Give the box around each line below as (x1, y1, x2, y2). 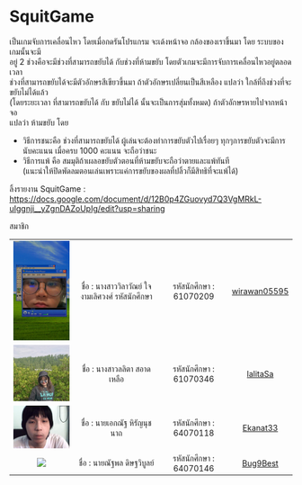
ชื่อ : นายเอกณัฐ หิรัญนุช (80, 417, 152, 428)
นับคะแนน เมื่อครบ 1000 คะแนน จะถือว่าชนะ (22, 145, 157, 156)
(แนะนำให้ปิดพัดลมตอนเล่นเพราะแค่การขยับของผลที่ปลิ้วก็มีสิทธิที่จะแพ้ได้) (22, 165, 239, 176)
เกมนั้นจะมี (9, 46, 41, 57)
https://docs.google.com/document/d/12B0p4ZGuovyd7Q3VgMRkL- (9, 193, 262, 204)
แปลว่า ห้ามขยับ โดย (9, 117, 69, 128)
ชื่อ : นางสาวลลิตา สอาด (82, 363, 151, 374)
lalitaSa (246, 369, 274, 380)
